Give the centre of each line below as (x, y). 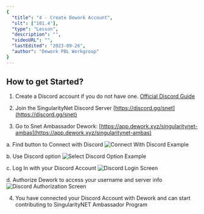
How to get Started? (45, 82)
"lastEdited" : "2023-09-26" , (49, 46)
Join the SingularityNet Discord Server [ (65, 108)
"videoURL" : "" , (32, 40)
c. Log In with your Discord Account (51, 168)
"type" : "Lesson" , (35, 29)
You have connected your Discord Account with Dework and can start (103, 198)
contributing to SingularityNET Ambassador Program (81, 205)
